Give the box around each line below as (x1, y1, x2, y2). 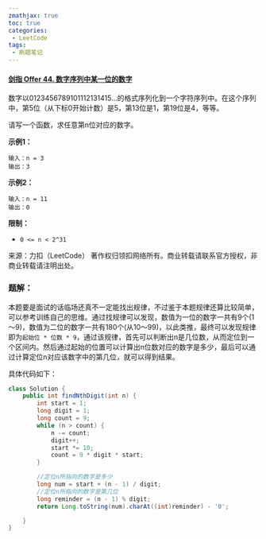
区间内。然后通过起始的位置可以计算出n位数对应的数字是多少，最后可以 (14, 342, 249, 351)
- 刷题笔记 (11, 48, 44, 56)
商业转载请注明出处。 (8, 261, 78, 270)
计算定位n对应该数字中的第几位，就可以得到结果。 (14, 351, 180, 362)
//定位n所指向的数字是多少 (37, 473, 113, 481)
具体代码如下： (8, 369, 57, 378)
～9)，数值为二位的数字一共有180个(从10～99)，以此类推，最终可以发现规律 (8, 322, 256, 332)
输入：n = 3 (8, 154, 44, 163)
